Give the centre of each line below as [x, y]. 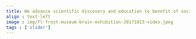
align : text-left [28, 17]
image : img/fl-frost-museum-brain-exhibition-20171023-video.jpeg [90, 22]
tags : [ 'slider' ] [28, 27]
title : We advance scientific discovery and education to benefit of [92, 11]
